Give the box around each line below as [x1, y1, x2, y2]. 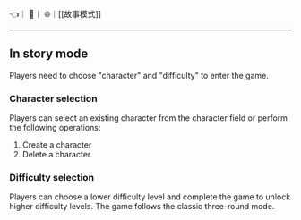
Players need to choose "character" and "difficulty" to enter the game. [9, 70, 269, 80]
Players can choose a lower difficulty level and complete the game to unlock [9, 191, 291, 202]
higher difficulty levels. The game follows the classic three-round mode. [9, 201, 275, 212]
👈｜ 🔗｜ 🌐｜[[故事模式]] [9, 9, 101, 19]
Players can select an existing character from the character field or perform [9, 113, 288, 123]
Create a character [21, 140, 92, 150]
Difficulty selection [9, 172, 95, 184]
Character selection [9, 92, 98, 105]
